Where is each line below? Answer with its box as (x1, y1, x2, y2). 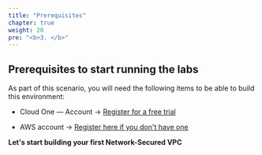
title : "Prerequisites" (8, 11, 87, 20)
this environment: (8, 92, 65, 101)
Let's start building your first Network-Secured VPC (8, 138, 183, 147)
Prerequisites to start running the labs (8, 62, 199, 76)
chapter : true (8, 19, 55, 27)
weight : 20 (8, 26, 44, 34)
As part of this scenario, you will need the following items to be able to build (8, 83, 255, 93)
